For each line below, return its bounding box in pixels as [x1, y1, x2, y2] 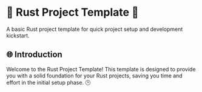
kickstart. [6, 31, 30, 39]
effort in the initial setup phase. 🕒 [6, 79, 91, 86]
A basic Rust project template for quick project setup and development [6, 25, 183, 33]
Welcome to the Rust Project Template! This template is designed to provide [6, 65, 196, 73]
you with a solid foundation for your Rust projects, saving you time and [6, 72, 183, 79]
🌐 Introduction [6, 50, 62, 60]
